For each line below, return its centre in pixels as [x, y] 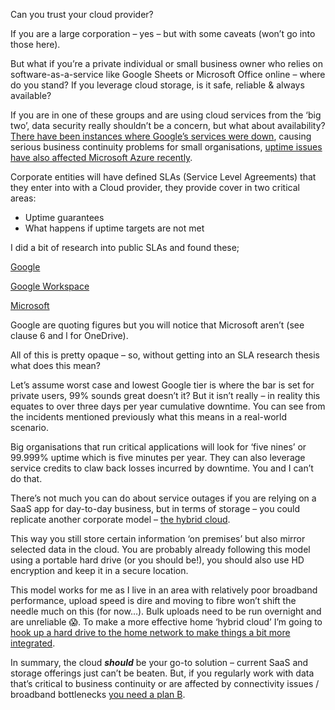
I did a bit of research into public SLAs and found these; [125, 247]
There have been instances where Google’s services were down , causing [161, 136]
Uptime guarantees [64, 217]
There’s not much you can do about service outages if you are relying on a [163, 498]
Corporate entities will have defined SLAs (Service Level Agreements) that [163, 177]
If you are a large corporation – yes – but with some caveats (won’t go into [163, 33]
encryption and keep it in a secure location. [99, 570]
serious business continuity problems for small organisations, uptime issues [166, 147]
